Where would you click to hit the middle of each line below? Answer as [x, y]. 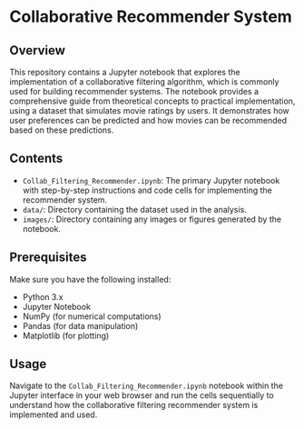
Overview [38, 50]
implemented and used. [54, 414]
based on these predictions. [62, 130]
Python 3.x [43, 296]
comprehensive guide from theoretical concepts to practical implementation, [152, 101]
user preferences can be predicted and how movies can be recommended [148, 120]
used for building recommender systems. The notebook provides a [134, 91]
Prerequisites [48, 258]
